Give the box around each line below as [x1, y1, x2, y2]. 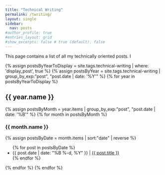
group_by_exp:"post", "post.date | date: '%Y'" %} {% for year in [5, 73, 135, 79]
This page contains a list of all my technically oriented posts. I [5, 53, 131, 59]
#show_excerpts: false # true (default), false [5, 40, 106, 45]
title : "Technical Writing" [5, 7, 63, 12]
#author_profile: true [5, 30, 52, 35]
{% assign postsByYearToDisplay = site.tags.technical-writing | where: [5, 62, 149, 68]
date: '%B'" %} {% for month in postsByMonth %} [5, 111, 108, 117]
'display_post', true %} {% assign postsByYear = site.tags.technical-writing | [5, 68, 161, 74]
